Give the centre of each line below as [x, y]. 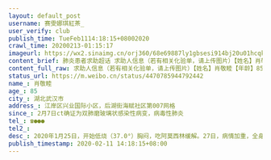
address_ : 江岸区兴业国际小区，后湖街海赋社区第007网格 [92, 106]
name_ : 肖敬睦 [30, 83]
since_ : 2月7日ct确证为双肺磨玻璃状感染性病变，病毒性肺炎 [96, 114]
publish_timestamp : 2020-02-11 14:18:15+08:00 [88, 143]
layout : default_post [45, 16]
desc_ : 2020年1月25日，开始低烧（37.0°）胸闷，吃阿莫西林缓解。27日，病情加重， [130, 136]
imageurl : [25, 53]
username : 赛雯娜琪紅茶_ [46, 23]
